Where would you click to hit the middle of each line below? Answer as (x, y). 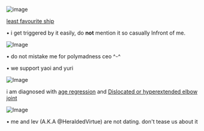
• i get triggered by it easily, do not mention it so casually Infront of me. (96, 33)
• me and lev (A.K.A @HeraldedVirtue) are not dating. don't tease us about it (102, 122)
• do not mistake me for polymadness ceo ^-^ (63, 56)
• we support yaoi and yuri (40, 68)
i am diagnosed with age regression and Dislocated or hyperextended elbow (102, 92)
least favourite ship (30, 21)
